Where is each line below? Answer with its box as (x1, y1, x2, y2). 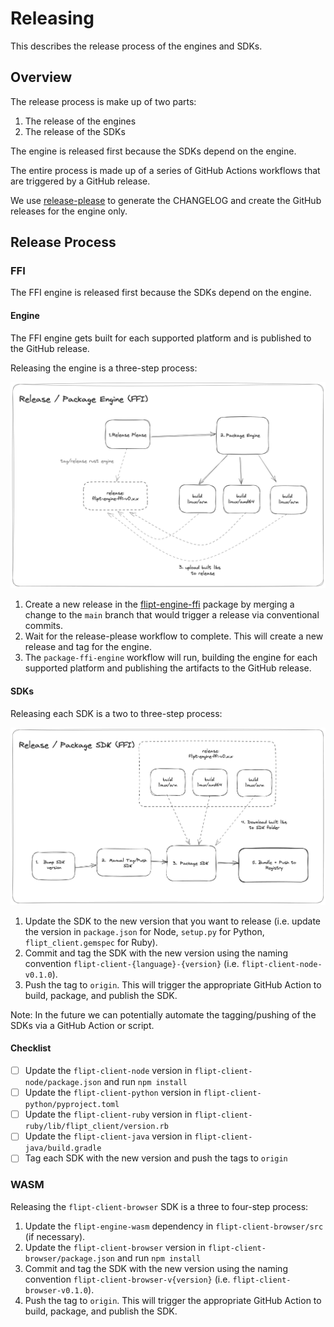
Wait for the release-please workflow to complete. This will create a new (24, 630, 324, 642)
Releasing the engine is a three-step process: (10, 362, 198, 374)
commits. (24, 620, 63, 632)
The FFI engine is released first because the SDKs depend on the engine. (10, 287, 312, 299)
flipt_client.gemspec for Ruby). (24, 936, 158, 948)
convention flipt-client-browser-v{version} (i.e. (24, 1273, 231, 1285)
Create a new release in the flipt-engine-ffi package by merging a (24, 598, 295, 611)
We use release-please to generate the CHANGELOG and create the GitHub (10, 194, 322, 206)
